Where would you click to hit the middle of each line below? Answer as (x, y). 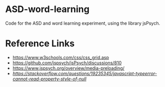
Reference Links (40, 43)
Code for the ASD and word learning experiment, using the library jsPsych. (83, 23)
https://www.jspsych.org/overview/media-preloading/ (68, 68)
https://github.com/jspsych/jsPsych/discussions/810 (67, 63)
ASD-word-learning (47, 9)
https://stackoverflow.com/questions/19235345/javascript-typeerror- (85, 73)
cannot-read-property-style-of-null (49, 78)
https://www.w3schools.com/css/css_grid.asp (61, 57)
